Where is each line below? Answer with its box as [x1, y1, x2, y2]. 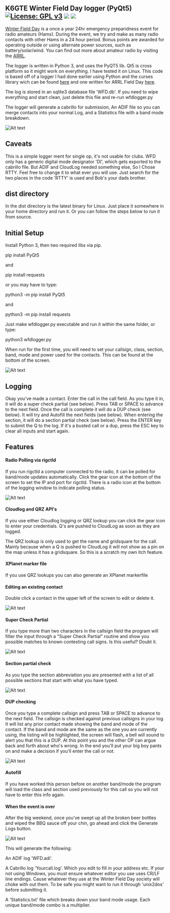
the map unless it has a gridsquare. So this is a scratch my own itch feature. [5, 549, 164, 555]
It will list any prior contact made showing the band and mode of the [5, 721, 148, 727]
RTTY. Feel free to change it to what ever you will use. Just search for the [5, 169, 159, 175]
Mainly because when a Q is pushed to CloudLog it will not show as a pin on [5, 543, 164, 550]
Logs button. [5, 826, 32, 832]
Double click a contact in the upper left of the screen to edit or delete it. [5, 595, 155, 601]
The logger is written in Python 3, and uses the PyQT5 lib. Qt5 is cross [5, 62, 152, 68]
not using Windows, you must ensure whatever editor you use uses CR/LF [5, 871, 160, 877]
